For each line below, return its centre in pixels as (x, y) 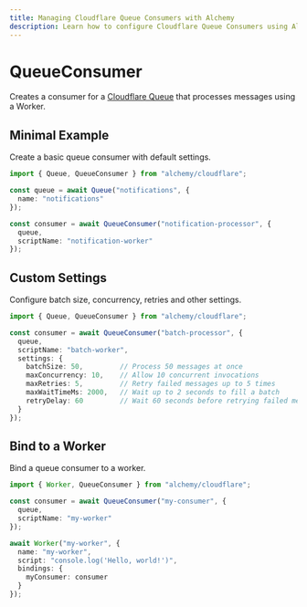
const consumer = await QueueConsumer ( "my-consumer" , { (118, 502)
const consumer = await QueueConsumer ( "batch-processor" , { (127, 333)
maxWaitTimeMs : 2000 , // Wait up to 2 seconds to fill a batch (153, 392)
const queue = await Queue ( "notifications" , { (100, 191)
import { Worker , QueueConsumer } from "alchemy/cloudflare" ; (130, 485)
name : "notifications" (61, 199)
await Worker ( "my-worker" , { (65, 543)
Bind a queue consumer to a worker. (78, 468)
